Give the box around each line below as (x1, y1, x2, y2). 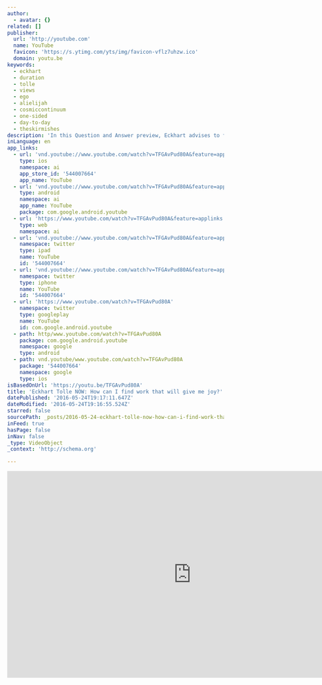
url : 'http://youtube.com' (13, 36, 91, 43)
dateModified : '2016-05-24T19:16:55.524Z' (7, 401, 131, 408)
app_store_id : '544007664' (19, 170, 97, 177)
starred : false (7, 407, 51, 414)
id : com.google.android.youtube (19, 324, 112, 331)
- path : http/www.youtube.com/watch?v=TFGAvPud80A (13, 330, 162, 338)
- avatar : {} (13, 17, 51, 23)
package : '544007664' (19, 362, 81, 369)
